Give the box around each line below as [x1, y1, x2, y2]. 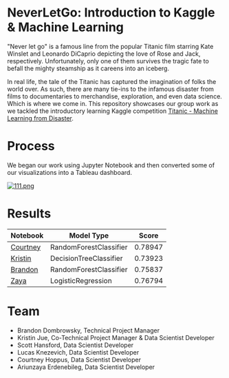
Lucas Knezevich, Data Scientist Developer [17, 348, 140, 356]
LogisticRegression [50, 275, 112, 285]
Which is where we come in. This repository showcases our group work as [7, 99, 219, 107]
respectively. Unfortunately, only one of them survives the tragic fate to [7, 56, 210, 65]
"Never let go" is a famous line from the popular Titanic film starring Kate [7, 42, 214, 50]
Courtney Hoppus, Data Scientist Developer [17, 355, 141, 364]
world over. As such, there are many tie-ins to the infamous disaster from [7, 85, 215, 93]
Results [7, 206, 52, 222]
